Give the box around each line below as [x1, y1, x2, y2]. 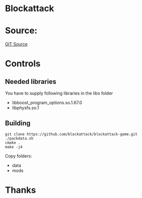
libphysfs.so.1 [12, 105, 39, 111]
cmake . [5, 140, 21, 145]
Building [5, 119, 31, 127]
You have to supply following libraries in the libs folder [5, 90, 113, 96]
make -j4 [5, 144, 23, 149]
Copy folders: [5, 153, 32, 159]
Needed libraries [5, 77, 57, 85]
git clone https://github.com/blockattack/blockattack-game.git [5, 132, 138, 136]
